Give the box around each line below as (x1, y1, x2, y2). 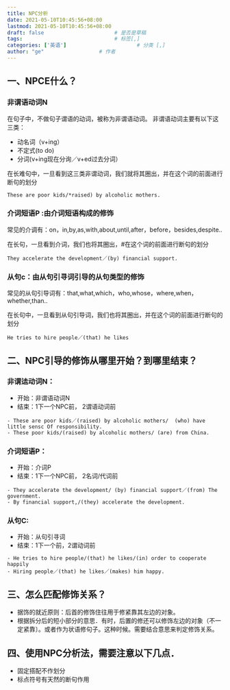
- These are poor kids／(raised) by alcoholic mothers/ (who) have (7, 417, 205, 424)
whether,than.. (7, 297, 48, 305)
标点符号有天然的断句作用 (16, 676, 90, 684)
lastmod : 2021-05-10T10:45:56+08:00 (7, 23, 112, 29)
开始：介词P (16, 463, 51, 471)
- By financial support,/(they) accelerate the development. (7, 499, 186, 506)
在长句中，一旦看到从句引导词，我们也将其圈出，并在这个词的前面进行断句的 (7, 311, 223, 319)
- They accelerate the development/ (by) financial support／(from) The (7, 487, 218, 494)
